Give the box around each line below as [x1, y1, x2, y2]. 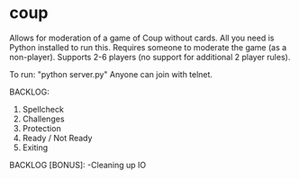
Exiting [22, 142, 49, 153]
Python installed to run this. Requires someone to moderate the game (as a [9, 41, 287, 52]
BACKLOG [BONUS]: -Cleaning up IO [9, 159, 147, 170]
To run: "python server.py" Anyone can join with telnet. [9, 68, 213, 79]
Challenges [22, 113, 65, 124]
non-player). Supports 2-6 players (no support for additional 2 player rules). [9, 51, 291, 62]
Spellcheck [22, 103, 65, 114]
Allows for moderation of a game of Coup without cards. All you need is [9, 32, 275, 43]
